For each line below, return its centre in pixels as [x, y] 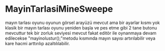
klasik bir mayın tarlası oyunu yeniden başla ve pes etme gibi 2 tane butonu [81, 27]
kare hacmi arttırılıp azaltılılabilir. [38, 43]
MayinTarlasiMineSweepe [59, 9]
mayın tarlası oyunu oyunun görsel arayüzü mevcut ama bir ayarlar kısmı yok [82, 23]
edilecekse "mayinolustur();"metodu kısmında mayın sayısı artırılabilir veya [80, 38]
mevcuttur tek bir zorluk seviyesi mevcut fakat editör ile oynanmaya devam [81, 33]
